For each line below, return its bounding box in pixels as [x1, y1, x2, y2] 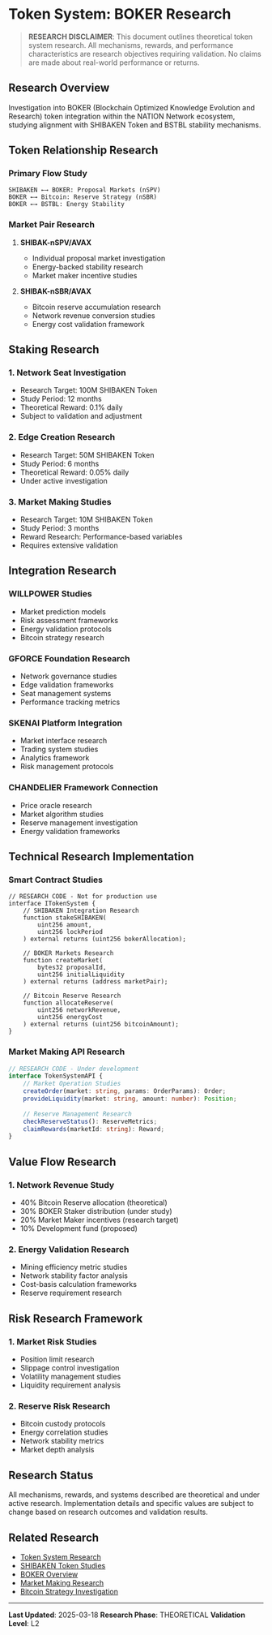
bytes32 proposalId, [37, 963, 107, 972]
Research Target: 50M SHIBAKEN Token [19, 450, 155, 459]
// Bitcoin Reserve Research [23, 992, 121, 1000]
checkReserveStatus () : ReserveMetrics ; [23, 1117, 158, 1125]
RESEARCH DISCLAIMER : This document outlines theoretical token [28, 32, 253, 41]
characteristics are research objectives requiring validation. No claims [28, 49, 261, 58]
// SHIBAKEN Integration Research [23, 906, 139, 915]
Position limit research [19, 1354, 95, 1364]
